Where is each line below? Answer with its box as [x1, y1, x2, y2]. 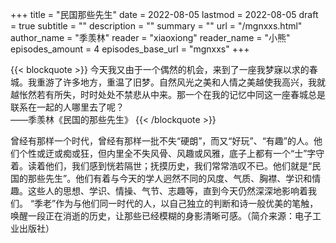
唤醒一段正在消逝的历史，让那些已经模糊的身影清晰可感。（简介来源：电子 [10, 210, 313, 222]
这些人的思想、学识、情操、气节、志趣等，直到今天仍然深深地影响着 [27, 185, 308, 197]
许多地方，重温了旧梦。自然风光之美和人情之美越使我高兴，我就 [62, 76, 326, 88]
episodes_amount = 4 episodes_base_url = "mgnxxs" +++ [10, 43, 250, 55]
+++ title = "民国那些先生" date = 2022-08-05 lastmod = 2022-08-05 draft [10, 9, 319, 20]
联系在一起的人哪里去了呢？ [10, 101, 125, 113]
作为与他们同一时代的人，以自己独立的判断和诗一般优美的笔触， [55, 198, 319, 209]
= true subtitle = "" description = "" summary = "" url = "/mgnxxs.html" [10, 20, 303, 32]
